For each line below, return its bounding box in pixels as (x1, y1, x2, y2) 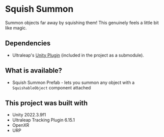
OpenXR (12, 122, 29, 128)
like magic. (5, 25, 27, 30)
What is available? (5, 66, 62, 75)
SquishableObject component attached (12, 84, 91, 90)
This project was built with (5, 99, 88, 107)
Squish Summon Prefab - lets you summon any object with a (12, 80, 135, 85)
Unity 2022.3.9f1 (12, 112, 46, 118)
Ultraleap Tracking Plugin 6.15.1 (12, 117, 75, 123)
